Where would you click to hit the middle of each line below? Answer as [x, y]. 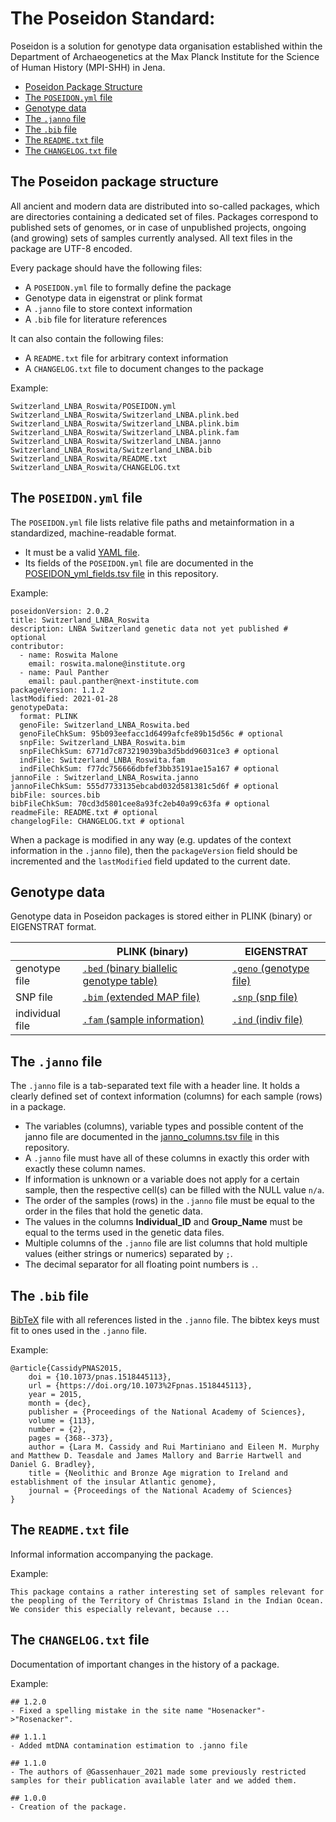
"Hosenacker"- [236, 1710]
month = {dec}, [60, 1403]
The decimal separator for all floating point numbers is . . [141, 1264]
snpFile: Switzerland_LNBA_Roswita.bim [102, 742]
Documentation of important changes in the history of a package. [145, 1664]
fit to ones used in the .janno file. [78, 1330]
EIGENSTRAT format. [53, 927]
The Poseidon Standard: [113, 18]
